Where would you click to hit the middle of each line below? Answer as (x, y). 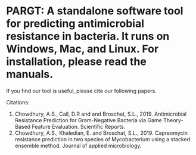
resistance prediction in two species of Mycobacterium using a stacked (102, 139)
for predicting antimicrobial (75, 24)
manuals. (30, 74)
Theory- (173, 120)
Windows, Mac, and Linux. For (83, 49)
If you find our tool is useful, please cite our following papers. (81, 91)
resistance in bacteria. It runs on (88, 36)
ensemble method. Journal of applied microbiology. (78, 145)
